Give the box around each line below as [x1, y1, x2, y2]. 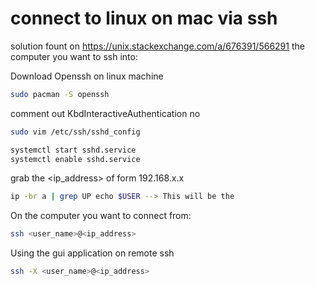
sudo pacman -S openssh [10, 89, 110, 99]
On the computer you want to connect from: [10, 210, 192, 222]
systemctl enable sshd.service [10, 154, 141, 164]
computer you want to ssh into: [10, 50, 138, 62]
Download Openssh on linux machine [10, 70, 164, 82]
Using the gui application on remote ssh [10, 247, 175, 259]
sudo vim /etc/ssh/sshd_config [10, 127, 141, 137]
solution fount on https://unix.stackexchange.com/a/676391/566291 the [10, 40, 305, 52]
